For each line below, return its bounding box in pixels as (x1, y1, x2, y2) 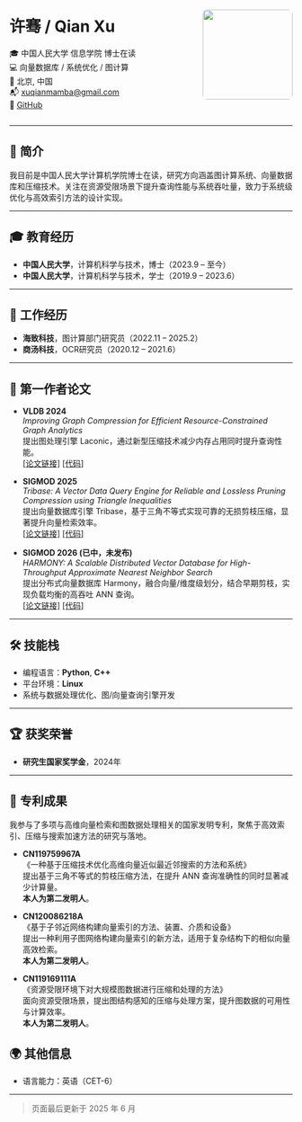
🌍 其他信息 (9, 1046, 72, 1062)
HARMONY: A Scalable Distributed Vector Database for (22, 557, 228, 568)
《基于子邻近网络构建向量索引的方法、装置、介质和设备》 (22, 922, 235, 932)
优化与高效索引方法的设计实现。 (9, 191, 128, 202)
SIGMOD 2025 (22, 476, 78, 487)
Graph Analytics (22, 425, 84, 436)
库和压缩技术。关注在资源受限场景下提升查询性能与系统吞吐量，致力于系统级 (9, 181, 293, 191)
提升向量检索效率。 (30, 517, 102, 528)
